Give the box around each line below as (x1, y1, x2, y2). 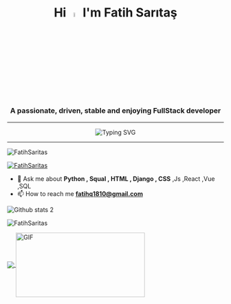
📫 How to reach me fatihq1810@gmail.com (16, 189, 143, 197)
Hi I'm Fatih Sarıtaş (54, 5, 177, 21)
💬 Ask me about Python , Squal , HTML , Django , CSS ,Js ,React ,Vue (16, 174, 215, 183)
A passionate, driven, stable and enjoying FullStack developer (10, 106, 221, 116)
